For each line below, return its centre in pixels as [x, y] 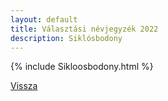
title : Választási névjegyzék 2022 [84, 29]
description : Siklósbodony [66, 38]
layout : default [44, 19]
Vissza [24, 86]
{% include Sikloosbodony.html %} [82, 67]
